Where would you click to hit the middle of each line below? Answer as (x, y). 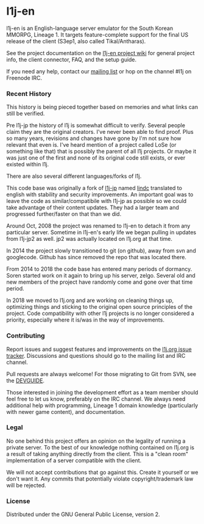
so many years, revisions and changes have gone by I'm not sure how (94, 138)
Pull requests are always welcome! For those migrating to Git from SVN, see (101, 374)
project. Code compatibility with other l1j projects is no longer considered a (100, 314)
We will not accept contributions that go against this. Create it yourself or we (102, 472)
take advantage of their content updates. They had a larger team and (93, 208)
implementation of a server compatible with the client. (74, 460)
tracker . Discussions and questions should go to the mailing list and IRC (96, 355)
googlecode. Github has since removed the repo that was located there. (97, 257)
